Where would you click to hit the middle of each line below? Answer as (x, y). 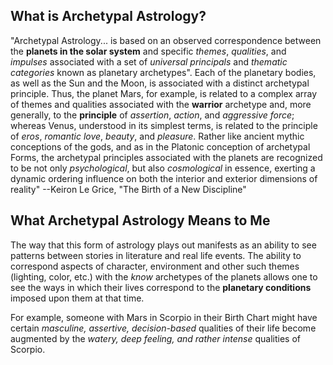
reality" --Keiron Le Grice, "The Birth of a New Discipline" (128, 189)
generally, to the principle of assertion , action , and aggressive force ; (152, 115)
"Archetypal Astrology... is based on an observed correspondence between (166, 40)
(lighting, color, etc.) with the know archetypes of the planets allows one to (164, 276)
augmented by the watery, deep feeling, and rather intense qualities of (155, 338)
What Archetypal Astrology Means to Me (140, 220)
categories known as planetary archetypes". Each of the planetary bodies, (163, 72)
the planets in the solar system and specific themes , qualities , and (148, 51)
